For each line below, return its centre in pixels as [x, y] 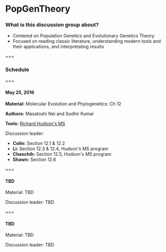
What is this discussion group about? [52, 25]
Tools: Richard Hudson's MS [35, 123]
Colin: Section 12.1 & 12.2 [39, 143]
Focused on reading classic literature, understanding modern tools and [87, 41]
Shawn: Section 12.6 [34, 159]
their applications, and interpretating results [58, 47]
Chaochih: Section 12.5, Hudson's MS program [62, 154]
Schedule [17, 70]
